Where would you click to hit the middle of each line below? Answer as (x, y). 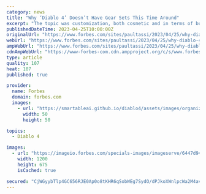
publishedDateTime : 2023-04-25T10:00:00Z (60, 29)
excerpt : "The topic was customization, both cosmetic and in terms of (100, 23)
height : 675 (32, 165)
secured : (17, 181)
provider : (19, 86)
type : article (25, 58)
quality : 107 (23, 63)
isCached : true (37, 170)
